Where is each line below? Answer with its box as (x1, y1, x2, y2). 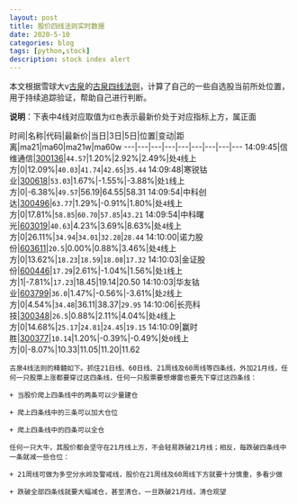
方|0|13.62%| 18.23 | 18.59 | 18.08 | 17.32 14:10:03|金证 (9, 254, 198, 265)
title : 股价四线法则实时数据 (9, 22, 105, 31)
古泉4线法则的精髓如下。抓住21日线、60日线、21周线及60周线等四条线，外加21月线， (9, 364, 282, 373)
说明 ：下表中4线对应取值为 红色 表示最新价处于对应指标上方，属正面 (9, 112, 256, 121)
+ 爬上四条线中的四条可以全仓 (9, 426, 105, 435)
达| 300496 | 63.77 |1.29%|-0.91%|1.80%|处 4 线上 (9, 198, 183, 208)
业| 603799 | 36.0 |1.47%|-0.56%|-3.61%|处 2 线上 (9, 288, 183, 298)
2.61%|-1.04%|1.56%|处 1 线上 (75, 265, 184, 275)
